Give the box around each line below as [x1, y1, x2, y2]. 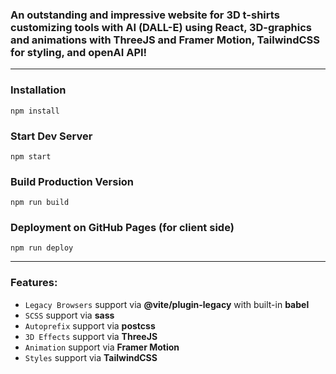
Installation [10, 83, 67, 97]
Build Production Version [10, 174, 135, 188]
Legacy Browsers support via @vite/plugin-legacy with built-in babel [24, 298, 310, 310]
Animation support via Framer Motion [24, 341, 180, 353]
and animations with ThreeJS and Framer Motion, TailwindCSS [10, 33, 321, 47]
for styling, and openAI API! [10, 45, 148, 59]
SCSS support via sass [24, 309, 115, 321]
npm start [10, 151, 52, 162]
